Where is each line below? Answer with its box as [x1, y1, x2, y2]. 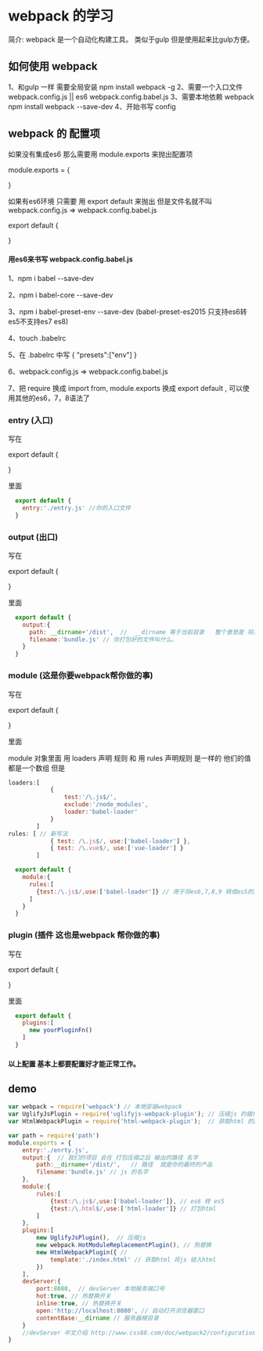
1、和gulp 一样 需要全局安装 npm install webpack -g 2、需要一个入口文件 [8, 82, 243, 91]
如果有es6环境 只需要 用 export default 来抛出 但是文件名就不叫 [8, 196, 213, 206]
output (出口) [8, 531, 59, 542]
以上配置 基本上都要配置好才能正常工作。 [8, 1059, 141, 1068]
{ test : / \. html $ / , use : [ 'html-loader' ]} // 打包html [49, 1204, 217, 1213]
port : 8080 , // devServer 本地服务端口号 [36, 1285, 165, 1293]
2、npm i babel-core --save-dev [8, 290, 113, 299]
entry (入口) [8, 414, 53, 425]
